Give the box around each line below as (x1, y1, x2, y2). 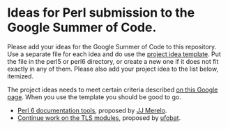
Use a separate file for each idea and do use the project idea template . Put (7, 50, 221, 58)
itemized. (7, 71, 33, 80)
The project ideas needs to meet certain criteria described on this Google (7, 85, 218, 94)
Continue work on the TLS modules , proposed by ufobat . (17, 113, 181, 122)
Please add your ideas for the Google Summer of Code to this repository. (7, 42, 217, 51)
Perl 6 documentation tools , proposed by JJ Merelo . (17, 106, 167, 114)
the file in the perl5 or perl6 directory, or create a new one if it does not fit (7, 57, 219, 65)
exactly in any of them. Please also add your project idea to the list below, (7, 64, 218, 73)
